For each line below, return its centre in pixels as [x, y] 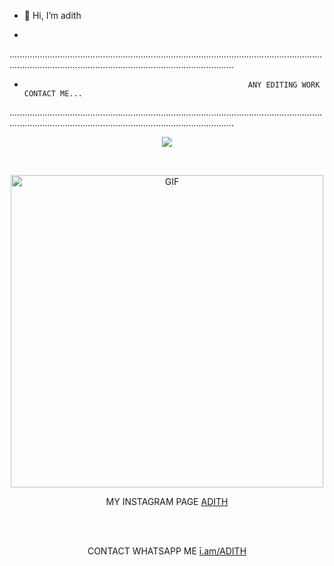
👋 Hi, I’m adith [52, 15]
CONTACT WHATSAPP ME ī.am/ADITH [167, 551]
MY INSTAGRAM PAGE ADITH [167, 501]
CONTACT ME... [53, 94]
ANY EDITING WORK [284, 85]
